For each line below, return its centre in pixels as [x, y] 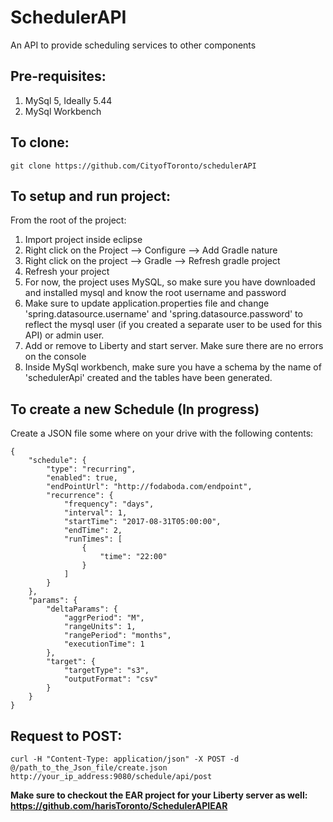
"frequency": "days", [109, 504]
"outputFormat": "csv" [111, 679]
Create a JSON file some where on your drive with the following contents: [162, 433]
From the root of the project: [68, 220]
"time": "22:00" [133, 557]
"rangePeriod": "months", [117, 636]
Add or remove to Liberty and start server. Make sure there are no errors [174, 346]
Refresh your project [67, 272]
